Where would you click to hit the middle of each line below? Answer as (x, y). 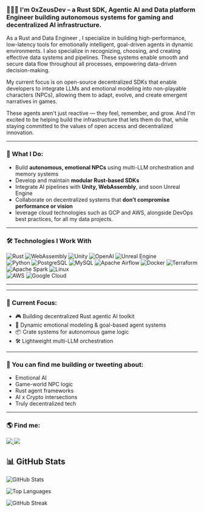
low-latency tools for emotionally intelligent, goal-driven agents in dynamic (100, 44)
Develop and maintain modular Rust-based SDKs (77, 180)
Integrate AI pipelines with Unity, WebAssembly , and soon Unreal (97, 186)
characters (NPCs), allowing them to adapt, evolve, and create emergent (97, 95)
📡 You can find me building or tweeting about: (75, 365)
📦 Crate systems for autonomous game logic (72, 332)
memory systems (37, 174)
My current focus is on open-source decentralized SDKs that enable (92, 82)
